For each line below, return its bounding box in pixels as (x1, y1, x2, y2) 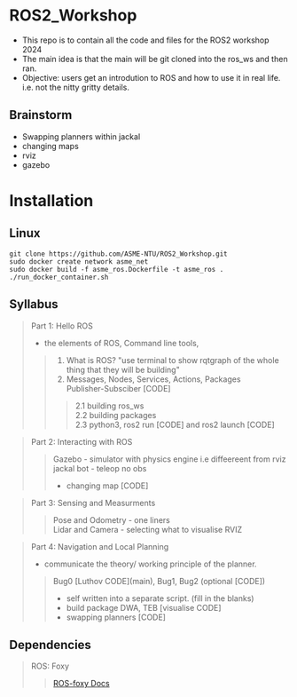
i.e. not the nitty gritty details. (21, 82, 130, 92)
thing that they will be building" (66, 364, 180, 375)
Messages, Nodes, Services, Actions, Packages (66, 374, 241, 384)
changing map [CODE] (66, 480, 149, 491)
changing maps (21, 140, 80, 151)
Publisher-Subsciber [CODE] (66, 383, 171, 393)
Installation (9, 190, 94, 210)
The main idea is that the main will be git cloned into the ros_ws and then (21, 53, 288, 64)
